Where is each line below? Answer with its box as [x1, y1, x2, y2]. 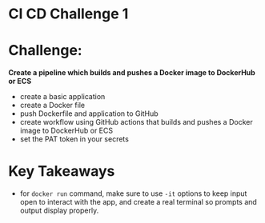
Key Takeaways [8, 162, 115, 181]
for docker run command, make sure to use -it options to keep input [19, 189, 247, 198]
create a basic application [19, 92, 106, 102]
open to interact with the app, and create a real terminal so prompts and [19, 197, 258, 207]
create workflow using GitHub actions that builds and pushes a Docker [19, 117, 254, 127]
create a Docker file [19, 101, 86, 110]
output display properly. [19, 205, 99, 216]
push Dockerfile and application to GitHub [19, 109, 159, 118]
